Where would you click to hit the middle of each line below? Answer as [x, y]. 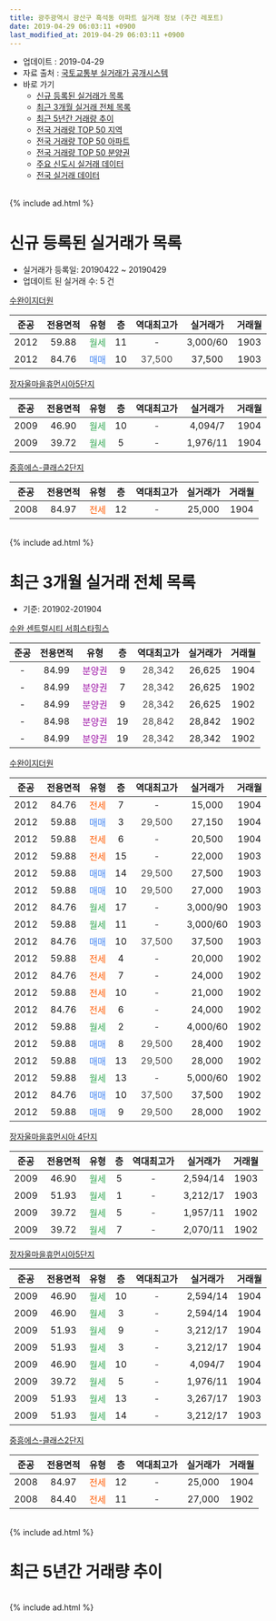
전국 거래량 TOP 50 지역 [79, 130]
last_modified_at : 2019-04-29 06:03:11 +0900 [97, 35]
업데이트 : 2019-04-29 [63, 62]
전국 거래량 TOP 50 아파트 [83, 141]
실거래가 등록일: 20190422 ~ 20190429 [94, 270]
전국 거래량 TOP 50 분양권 [83, 153]
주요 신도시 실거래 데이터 [80, 164]
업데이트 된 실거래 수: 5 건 [69, 281]
